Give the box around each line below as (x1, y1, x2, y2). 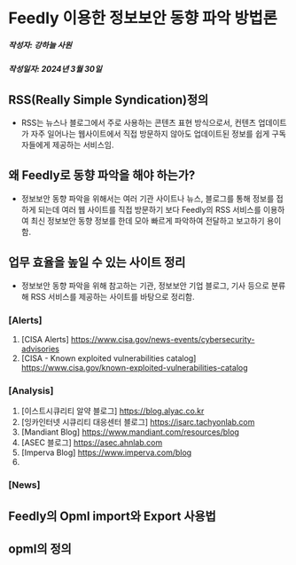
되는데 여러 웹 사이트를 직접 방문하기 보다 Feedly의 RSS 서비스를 (37, 204, 262, 215)
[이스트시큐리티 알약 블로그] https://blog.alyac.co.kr (20, 405, 205, 417)
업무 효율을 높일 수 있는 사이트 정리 (8, 255, 186, 271)
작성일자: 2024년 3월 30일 (8, 64, 103, 75)
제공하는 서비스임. (51, 139, 114, 150)
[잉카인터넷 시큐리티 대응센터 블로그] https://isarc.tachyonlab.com (20, 417, 255, 428)
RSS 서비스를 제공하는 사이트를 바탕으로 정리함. (30, 291, 196, 302)
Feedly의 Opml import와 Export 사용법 (8, 508, 216, 523)
